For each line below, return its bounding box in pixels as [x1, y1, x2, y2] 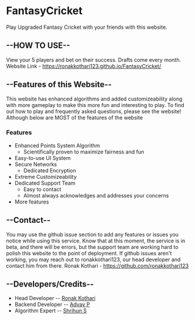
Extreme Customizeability [14, 173, 77, 180]
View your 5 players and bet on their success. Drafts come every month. [6, 56, 181, 63]
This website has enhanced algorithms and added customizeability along [6, 95, 183, 102]
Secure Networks [14, 161, 58, 168]
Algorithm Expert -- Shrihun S [14, 307, 87, 314]
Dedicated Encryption [23, 166, 76, 174]
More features [14, 198, 49, 205]
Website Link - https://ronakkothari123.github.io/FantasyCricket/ [6, 62, 162, 69]
